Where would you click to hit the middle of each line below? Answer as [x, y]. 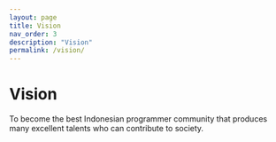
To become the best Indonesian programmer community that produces [138, 119]
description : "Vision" [51, 42]
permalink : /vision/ [47, 51]
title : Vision [35, 26]
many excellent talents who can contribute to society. [107, 129]
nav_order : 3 [33, 34]
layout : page [33, 17]
